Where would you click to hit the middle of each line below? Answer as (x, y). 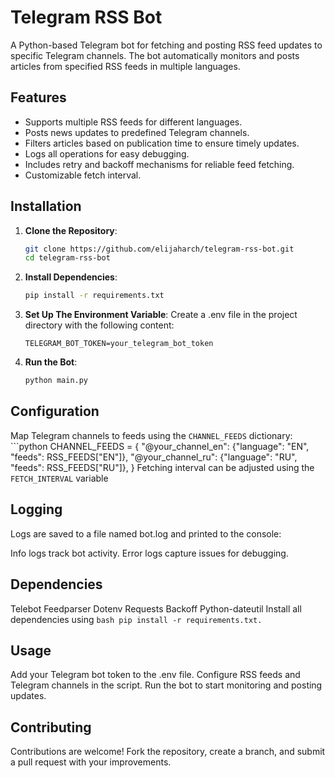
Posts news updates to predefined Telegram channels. (137, 132)
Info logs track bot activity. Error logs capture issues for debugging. (149, 553)
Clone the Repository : (71, 230)
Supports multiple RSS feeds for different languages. (133, 122)
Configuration (55, 411)
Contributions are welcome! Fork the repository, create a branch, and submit (168, 752)
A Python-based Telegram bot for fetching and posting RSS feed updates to (166, 45)
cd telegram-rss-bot (67, 258)
